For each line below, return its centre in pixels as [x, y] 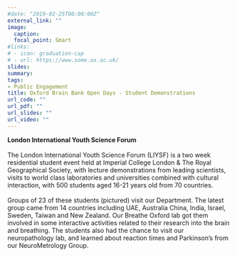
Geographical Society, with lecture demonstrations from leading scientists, [117, 170]
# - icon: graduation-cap [46, 54]
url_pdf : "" [25, 106]
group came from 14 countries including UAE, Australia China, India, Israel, [117, 207]
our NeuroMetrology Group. [48, 245]
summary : [20, 73]
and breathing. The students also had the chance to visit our [96, 230]
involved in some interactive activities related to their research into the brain [118, 223]
